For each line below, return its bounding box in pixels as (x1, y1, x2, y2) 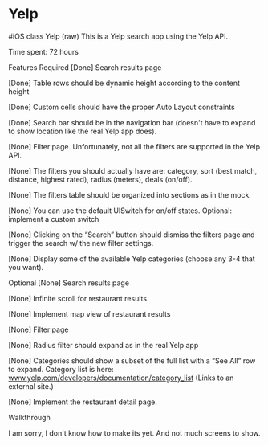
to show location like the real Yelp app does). (8, 126, 157, 136)
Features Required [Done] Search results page (8, 62, 162, 72)
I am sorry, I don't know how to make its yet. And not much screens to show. (8, 428, 261, 438)
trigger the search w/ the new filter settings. (8, 238, 154, 248)
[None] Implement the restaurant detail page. (8, 397, 158, 407)
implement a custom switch (8, 214, 99, 223)
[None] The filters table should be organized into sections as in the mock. (8, 190, 251, 199)
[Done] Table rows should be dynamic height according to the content (8, 78, 241, 88)
